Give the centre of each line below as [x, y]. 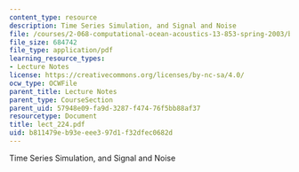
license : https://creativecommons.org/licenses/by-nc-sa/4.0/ [127, 75]
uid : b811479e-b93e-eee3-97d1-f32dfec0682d [91, 133]
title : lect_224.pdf [48, 125]
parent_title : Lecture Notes [63, 91]
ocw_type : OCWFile [43, 83]
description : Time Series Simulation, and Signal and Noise [123, 26]
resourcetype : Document [53, 116]
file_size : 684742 [43, 42]
